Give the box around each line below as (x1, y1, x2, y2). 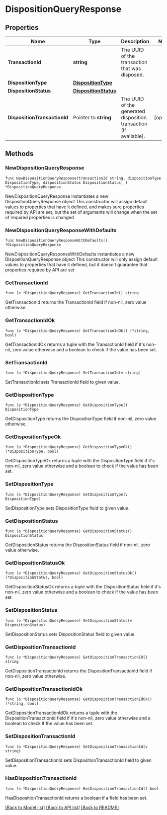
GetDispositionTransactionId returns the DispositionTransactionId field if (5, 667, 153, 674)
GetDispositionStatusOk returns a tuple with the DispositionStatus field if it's (5, 584, 161, 590)
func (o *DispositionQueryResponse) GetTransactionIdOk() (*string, (5, 328, 150, 333)
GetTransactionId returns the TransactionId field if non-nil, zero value (5, 299, 147, 305)
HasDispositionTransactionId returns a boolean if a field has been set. (5, 795, 148, 801)
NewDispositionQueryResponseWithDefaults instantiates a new (5, 251, 135, 257)
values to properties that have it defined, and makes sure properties (5, 204, 144, 210)
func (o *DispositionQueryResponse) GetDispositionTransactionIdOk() (5, 697, 153, 702)
